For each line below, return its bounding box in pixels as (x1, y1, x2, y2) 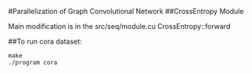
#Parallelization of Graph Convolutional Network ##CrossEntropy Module (8, 7, 244, 16)
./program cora (8, 58, 58, 66)
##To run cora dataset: (8, 37, 82, 46)
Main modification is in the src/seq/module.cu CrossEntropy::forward (8, 22, 231, 30)
